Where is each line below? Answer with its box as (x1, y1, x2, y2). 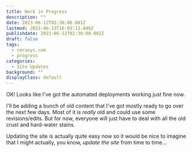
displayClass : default (6, 75, 62, 80)
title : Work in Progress (6, 8, 67, 15)
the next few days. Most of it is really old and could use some (6, 109, 155, 116)
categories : (6, 58, 35, 64)
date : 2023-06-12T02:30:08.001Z (6, 20, 86, 25)
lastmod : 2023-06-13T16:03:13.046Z (6, 25, 94, 31)
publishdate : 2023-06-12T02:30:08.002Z (6, 31, 105, 37)
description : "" (6, 14, 46, 20)
